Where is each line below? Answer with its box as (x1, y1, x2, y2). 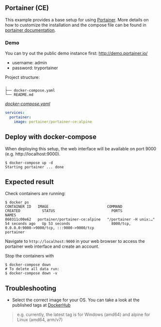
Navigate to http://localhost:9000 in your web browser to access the (5, 238, 145, 244)
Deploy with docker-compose (5, 133, 97, 141)
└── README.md (5, 92, 34, 97)
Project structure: (5, 74, 40, 80)
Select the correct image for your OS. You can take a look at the (12, 297, 140, 303)
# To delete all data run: (5, 267, 60, 272)
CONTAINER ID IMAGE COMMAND (5, 204, 123, 209)
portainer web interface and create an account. (5, 243, 99, 250)
